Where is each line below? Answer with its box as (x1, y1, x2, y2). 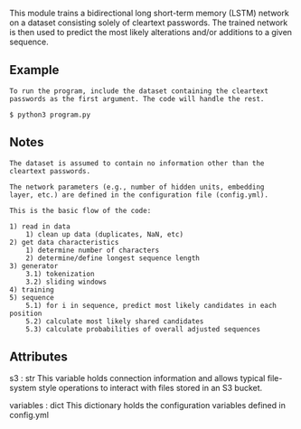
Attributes (9, 350, 68, 365)
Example (9, 62, 60, 78)
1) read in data (9, 221, 71, 231)
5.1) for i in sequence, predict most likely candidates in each (25, 301, 277, 310)
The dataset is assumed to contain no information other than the (9, 158, 265, 168)
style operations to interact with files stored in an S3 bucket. (38, 383, 263, 394)
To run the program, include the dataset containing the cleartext (9, 86, 269, 96)
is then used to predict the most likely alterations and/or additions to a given (9, 27, 292, 37)
